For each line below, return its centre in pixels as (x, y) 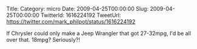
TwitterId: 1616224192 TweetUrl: (81, 15)
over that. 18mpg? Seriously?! (43, 40)
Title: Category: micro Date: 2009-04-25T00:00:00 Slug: (78, 9)
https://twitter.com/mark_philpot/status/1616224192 (71, 21)
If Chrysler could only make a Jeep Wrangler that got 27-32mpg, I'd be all (99, 33)
